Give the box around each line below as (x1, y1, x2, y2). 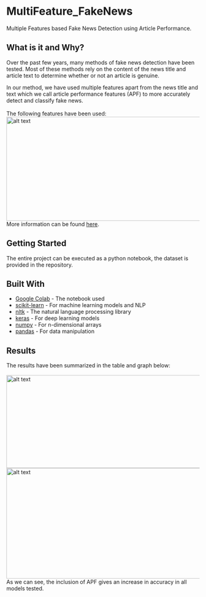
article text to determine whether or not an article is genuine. (6, 72, 159, 79)
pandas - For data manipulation (15, 327, 95, 335)
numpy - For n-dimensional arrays (15, 321, 102, 329)
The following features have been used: (6, 109, 107, 117)
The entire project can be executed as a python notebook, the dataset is (6, 254, 189, 262)
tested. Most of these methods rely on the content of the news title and (6, 65, 186, 72)
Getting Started (6, 238, 67, 249)
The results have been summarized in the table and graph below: (6, 362, 170, 369)
